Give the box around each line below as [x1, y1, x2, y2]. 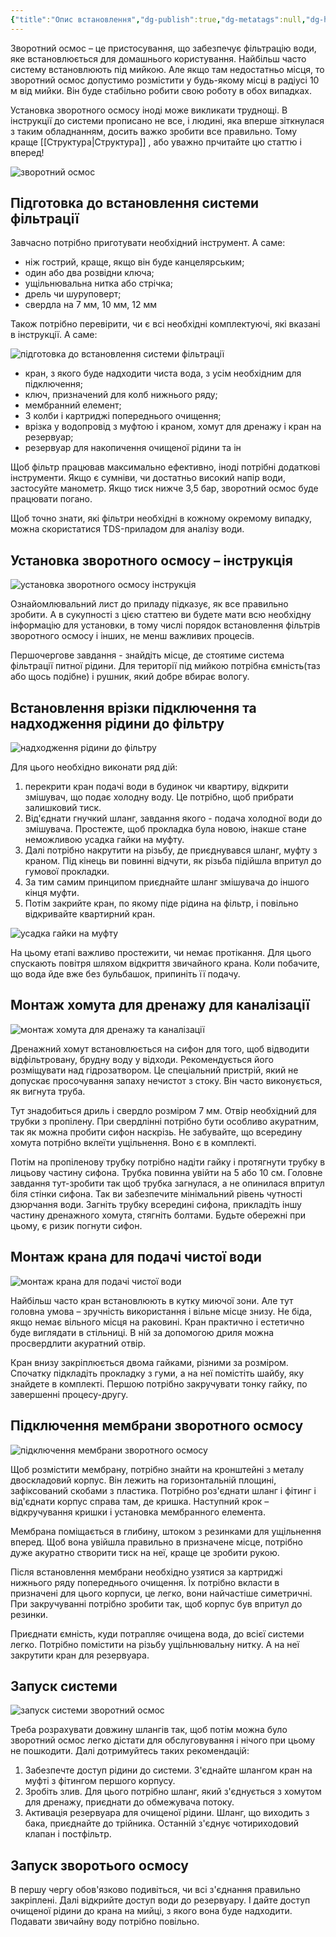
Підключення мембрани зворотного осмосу [10, 1417, 304, 1435]
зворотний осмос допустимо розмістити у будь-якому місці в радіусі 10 [10, 74, 320, 86]
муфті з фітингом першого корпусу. [24, 1775, 176, 1787]
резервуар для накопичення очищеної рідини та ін [24, 442, 242, 454]
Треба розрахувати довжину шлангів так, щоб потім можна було [10, 1724, 288, 1736]
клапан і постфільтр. [24, 1828, 112, 1840]
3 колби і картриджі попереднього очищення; [24, 410, 222, 422]
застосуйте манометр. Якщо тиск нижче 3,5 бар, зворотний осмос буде [10, 482, 319, 495]
